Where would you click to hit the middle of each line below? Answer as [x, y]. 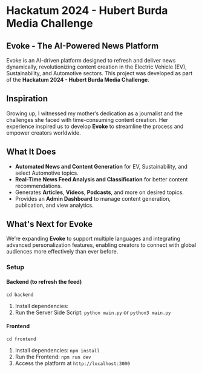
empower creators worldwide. [44, 133]
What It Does [31, 152]
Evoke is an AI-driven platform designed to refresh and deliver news [91, 60]
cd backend [20, 295]
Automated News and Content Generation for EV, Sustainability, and [101, 166]
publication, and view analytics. [54, 205]
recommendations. [38, 186]
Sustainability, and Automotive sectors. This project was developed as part [99, 73]
